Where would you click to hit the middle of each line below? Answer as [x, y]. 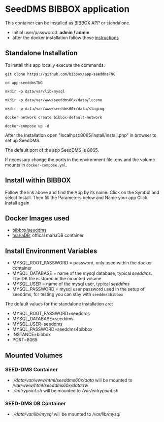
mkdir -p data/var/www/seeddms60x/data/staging [55, 109]
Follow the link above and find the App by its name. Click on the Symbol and [82, 192]
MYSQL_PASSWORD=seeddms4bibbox [52, 329]
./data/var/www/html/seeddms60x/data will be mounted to [72, 380]
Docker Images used [37, 218]
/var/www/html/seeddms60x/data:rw [50, 385]
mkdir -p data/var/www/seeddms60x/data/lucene [54, 100]
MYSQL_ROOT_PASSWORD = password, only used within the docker [82, 263]
